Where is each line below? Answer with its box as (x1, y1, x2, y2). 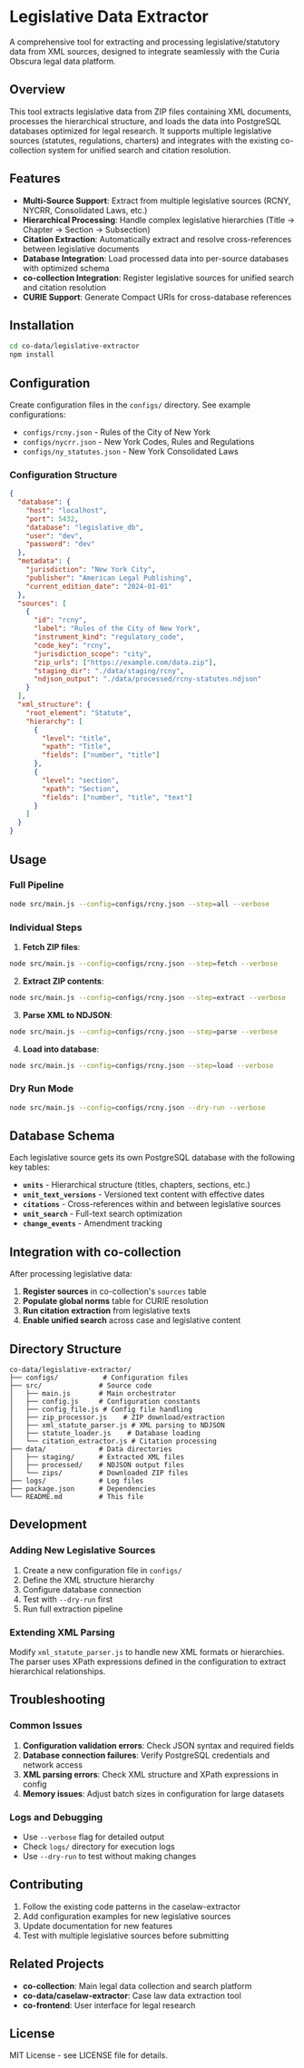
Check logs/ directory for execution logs (22, 1841, 175, 1852)
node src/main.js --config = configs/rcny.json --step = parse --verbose (9, 1027, 279, 1036)
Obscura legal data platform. (9, 55, 116, 66)
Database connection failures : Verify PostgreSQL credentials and (22, 1749, 270, 1760)
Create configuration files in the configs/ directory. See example (9, 399, 251, 410)
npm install (9, 350, 54, 359)
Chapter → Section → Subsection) (22, 224, 151, 235)
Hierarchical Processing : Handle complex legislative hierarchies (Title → (22, 214, 295, 225)
